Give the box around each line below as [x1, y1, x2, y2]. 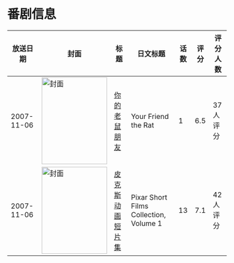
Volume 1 [131, 218, 162, 228]
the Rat [131, 120, 155, 129]
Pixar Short [131, 192, 168, 202]
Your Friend [131, 111, 169, 121]
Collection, [131, 209, 166, 219]
